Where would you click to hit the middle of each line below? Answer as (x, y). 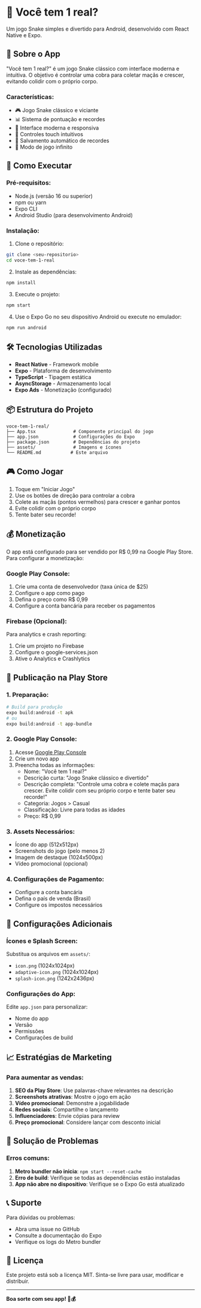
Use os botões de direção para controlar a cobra (75, 495)
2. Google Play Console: (42, 739)
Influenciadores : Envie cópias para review (67, 1116)
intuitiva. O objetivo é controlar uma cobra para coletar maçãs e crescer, (95, 75)
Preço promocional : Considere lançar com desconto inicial (88, 1122)
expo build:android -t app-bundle (49, 724)
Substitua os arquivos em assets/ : (48, 954)
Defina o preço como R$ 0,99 (51, 599)
